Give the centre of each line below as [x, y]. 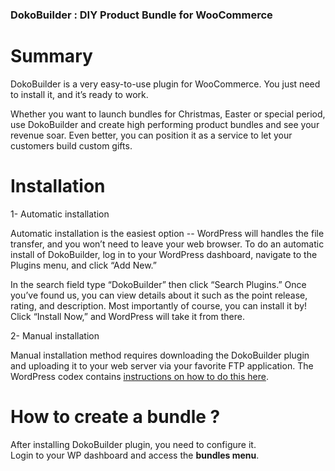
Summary [51, 56]
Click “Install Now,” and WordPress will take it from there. [128, 316]
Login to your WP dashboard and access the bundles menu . [135, 455]
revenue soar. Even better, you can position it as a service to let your [151, 135]
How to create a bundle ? [115, 416]
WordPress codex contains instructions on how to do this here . [140, 376]
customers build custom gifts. [71, 145]
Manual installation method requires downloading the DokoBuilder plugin [160, 355]
